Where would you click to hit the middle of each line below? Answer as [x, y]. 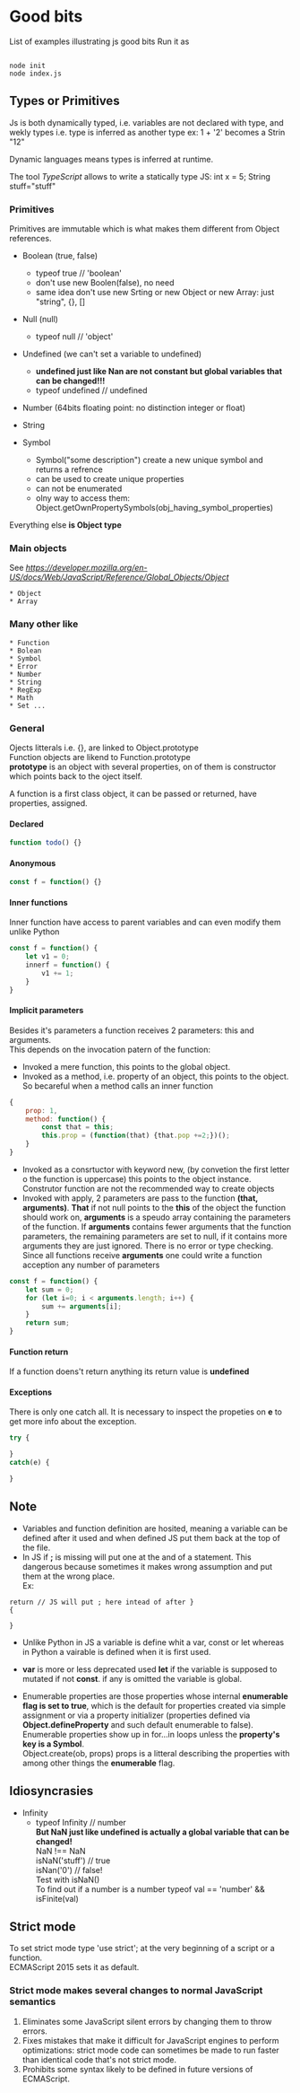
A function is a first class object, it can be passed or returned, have [133, 793]
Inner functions [39, 902]
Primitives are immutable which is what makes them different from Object [145, 229]
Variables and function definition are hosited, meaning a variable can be [155, 1528]
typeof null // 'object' [74, 337]
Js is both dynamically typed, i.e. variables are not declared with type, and [146, 122]
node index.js [36, 74]
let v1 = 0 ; [47, 957]
